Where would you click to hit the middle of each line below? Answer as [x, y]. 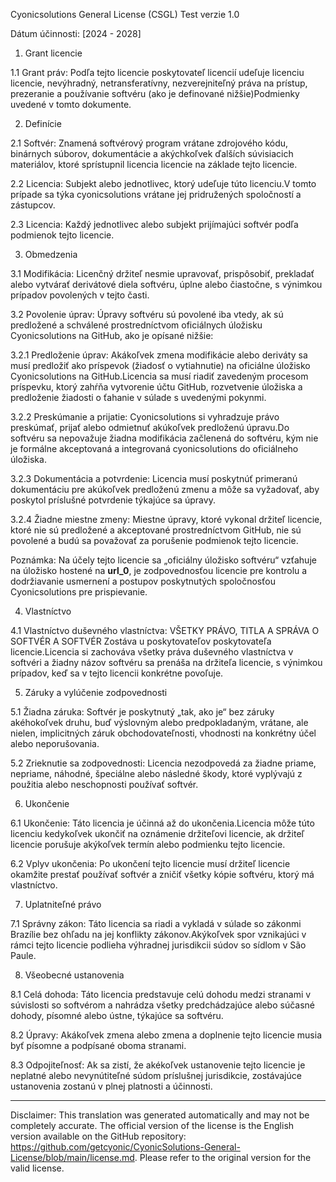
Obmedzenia [51, 254]
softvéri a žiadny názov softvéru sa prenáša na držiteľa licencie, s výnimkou [166, 662]
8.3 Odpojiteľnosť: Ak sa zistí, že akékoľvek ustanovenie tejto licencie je [158, 1065]
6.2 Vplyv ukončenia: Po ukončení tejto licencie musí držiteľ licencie [150, 863]
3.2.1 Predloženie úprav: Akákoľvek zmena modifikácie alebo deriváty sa [159, 355]
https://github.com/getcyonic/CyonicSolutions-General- [125, 1147]
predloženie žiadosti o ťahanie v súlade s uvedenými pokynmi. [138, 397]
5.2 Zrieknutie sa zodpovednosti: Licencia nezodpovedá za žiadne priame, [163, 763]
